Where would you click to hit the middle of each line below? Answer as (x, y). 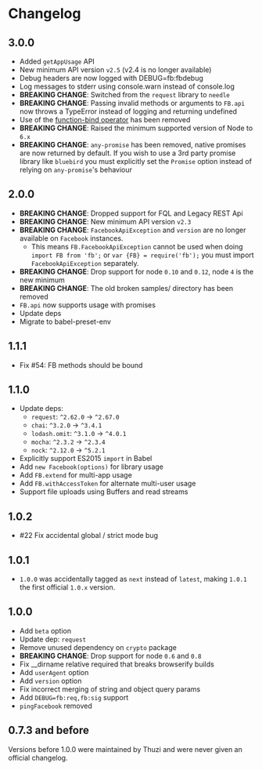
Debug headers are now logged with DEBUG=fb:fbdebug (111, 78)
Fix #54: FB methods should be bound (81, 365)
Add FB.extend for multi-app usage (76, 475)
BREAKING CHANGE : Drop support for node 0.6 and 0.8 (110, 656)
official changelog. (38, 757)
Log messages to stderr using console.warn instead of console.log (127, 86)
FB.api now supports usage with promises (88, 305)
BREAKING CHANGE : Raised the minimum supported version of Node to (136, 128)
